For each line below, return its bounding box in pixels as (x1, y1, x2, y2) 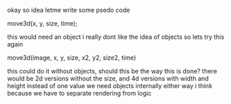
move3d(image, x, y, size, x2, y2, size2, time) (7, 53, 137, 62)
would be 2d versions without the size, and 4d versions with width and (7, 74, 209, 83)
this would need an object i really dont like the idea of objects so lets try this (7, 33, 225, 41)
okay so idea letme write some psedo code (7, 6, 130, 14)
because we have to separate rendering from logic (7, 89, 152, 97)
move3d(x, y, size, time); (7, 19, 78, 27)
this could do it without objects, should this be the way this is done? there (7, 67, 217, 75)
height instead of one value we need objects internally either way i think (7, 82, 213, 89)
